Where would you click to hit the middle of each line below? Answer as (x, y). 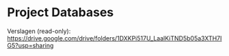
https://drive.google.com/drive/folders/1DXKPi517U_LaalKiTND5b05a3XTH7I (114, 38)
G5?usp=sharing (30, 45)
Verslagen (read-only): (39, 31)
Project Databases (60, 12)
